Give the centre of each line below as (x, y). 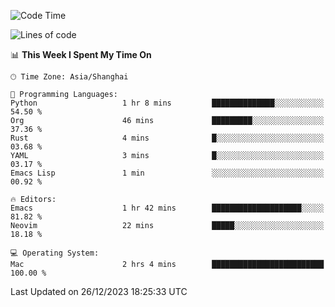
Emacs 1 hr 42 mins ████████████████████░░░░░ (167, 208)
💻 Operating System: (55, 253)
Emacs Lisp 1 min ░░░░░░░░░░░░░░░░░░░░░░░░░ (167, 173)
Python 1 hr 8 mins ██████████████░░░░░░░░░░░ (167, 103)
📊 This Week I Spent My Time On (81, 54)
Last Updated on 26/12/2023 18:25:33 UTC (99, 291)
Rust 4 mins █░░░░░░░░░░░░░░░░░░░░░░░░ (167, 138)
